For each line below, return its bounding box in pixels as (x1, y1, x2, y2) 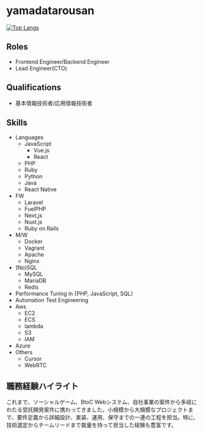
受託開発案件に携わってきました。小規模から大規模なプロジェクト (22, 406, 188, 414)
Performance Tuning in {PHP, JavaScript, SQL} (15, 290, 133, 297)
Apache (24, 251, 45, 258)
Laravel (24, 199, 43, 206)
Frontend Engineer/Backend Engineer (15, 58, 110, 65)
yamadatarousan (6, 4, 95, 18)
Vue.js (33, 147, 50, 154)
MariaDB (24, 277, 47, 284)
